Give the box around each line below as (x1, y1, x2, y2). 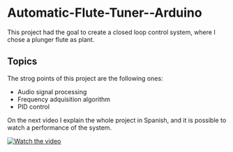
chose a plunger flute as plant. (7, 35, 95, 43)
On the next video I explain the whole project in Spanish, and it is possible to (7, 116, 227, 124)
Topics (7, 56, 38, 68)
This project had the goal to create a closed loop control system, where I (7, 28, 216, 36)
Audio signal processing (17, 87, 87, 96)
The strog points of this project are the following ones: (7, 74, 163, 82)
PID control (17, 102, 50, 111)
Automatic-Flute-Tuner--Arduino (7, 5, 202, 21)
